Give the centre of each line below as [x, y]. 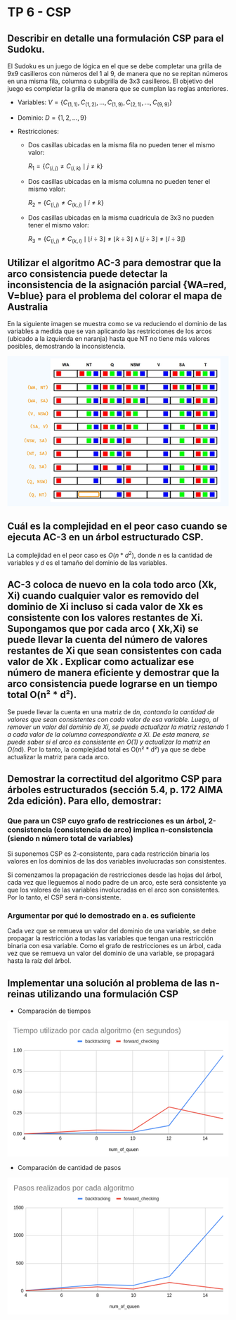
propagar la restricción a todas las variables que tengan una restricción [110, 938]
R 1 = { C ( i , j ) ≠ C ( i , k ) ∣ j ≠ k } [65, 167]
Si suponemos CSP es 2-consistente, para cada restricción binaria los [109, 854]
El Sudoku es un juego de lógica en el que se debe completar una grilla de [115, 66]
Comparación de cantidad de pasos [69, 1167]
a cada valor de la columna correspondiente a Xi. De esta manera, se [108, 734]
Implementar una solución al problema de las [107, 983]
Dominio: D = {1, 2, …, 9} [52, 118]
